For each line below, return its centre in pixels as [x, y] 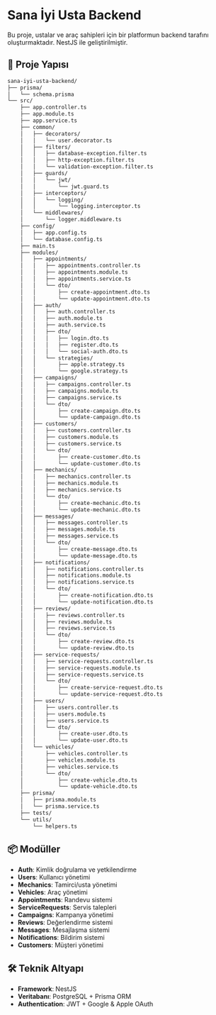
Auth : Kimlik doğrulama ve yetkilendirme [77, 870]
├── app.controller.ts [53, 107]
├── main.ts [38, 246]
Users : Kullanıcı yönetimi [54, 877]
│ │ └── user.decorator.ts [66, 140]
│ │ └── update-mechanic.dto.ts [80, 510]
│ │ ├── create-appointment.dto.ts [85, 292]
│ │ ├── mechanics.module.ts [69, 483]
